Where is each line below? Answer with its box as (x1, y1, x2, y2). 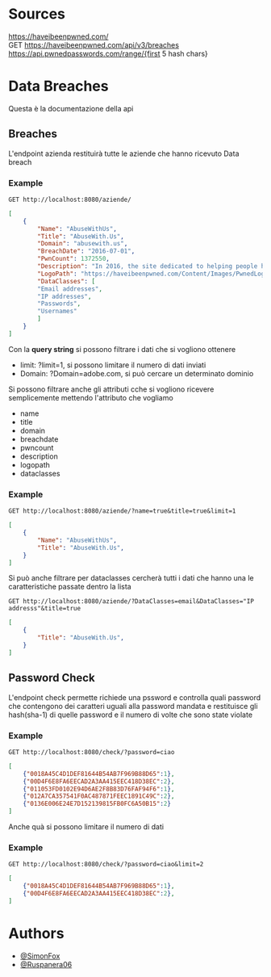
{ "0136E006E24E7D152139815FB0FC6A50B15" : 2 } (23, 800, 172, 808)
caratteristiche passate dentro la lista (8, 582, 131, 592)
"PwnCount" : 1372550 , (37, 255, 110, 263)
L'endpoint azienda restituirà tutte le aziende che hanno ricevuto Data (8, 149, 240, 158)
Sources (8, 5, 66, 23)
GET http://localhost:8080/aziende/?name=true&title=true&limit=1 (8, 507, 236, 515)
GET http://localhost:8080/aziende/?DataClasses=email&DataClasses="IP (8, 598, 254, 606)
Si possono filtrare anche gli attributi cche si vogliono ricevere (8, 384, 215, 394)
